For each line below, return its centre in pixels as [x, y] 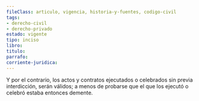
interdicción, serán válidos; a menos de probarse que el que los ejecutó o [97, 86]
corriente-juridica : [32, 62]
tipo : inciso [23, 40]
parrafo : [17, 57]
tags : [13, 18]
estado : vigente [27, 34]
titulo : [16, 51]
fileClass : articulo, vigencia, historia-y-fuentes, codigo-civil [91, 12]
